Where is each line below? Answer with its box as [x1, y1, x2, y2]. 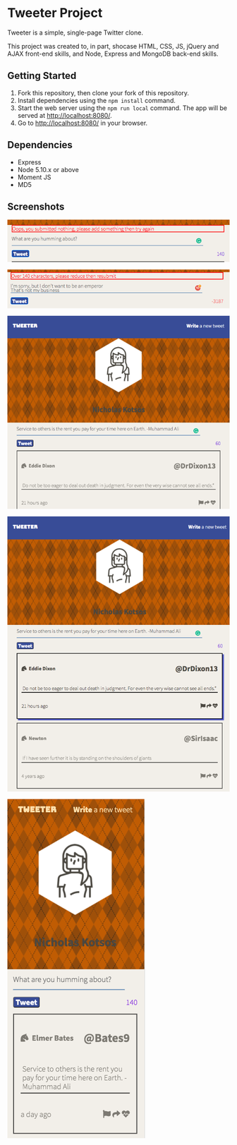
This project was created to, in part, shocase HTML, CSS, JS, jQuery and [7, 42, 219, 50]
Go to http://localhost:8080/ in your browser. [17, 119, 148, 127]
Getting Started [7, 70, 77, 82]
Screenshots [7, 200, 65, 212]
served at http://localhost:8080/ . [17, 111, 112, 119]
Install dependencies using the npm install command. [17, 96, 176, 104]
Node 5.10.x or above [17, 165, 79, 174]
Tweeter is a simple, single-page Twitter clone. [7, 28, 143, 37]
